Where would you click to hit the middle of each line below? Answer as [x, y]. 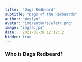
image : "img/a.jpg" [25, 28]
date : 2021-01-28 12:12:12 [35, 32]
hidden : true [18, 37]
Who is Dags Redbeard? [34, 54]
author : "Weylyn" [23, 19]
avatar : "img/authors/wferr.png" [39, 23]
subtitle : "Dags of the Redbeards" [41, 14]
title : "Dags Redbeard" [30, 10]
